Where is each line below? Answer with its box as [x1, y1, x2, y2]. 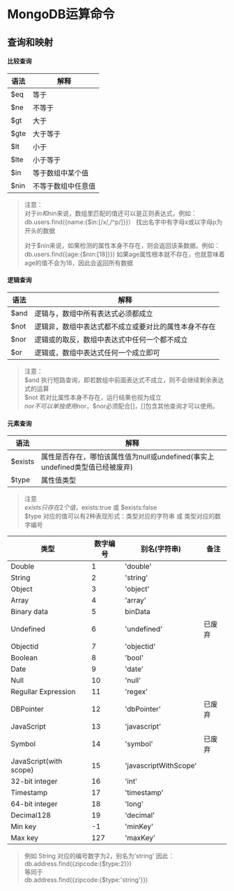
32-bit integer [10, 777, 58, 787]
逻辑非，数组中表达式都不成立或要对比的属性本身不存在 [34, 322, 216, 331]
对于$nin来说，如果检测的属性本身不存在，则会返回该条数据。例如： [24, 241, 221, 249]
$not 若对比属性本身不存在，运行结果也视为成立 [24, 393, 162, 401]
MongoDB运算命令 [7, 6, 115, 22]
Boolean [10, 653, 38, 663]
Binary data [10, 607, 49, 617]
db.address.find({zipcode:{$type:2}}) [24, 860, 132, 868]
